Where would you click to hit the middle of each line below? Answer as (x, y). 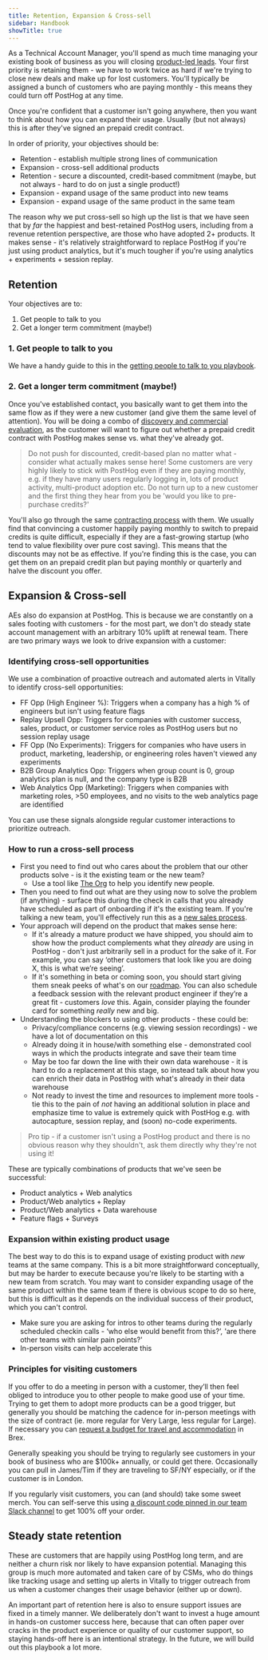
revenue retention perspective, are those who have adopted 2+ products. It (132, 234)
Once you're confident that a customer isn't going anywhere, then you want (133, 111)
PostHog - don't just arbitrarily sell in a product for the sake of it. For (144, 951)
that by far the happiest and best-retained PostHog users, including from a (131, 225)
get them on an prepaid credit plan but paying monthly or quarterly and (125, 562)
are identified (41, 804)
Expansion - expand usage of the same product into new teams (124, 193)
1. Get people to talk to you (61, 348)
